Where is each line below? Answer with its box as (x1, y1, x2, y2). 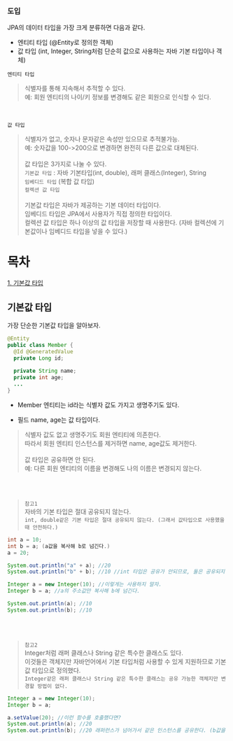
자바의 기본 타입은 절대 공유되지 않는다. (24, 507, 132, 516)
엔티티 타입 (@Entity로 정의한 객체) (17, 38, 114, 47)
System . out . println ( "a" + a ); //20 (7, 562, 111, 569)
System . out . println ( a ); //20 (7, 721, 92, 728)
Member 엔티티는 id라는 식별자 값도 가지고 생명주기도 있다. (17, 400, 180, 409)
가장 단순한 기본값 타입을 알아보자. (7, 321, 101, 330)
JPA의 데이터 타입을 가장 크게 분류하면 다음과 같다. (7, 23, 146, 32)
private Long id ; (13, 355, 64, 362)
